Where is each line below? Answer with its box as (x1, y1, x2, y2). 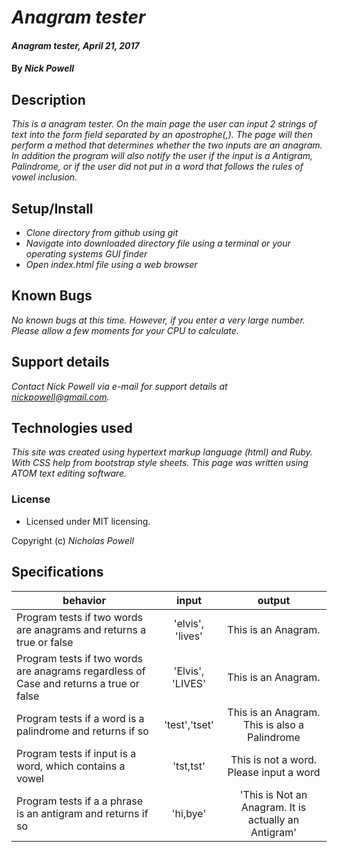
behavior (62, 593, 106, 607)
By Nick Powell (11, 62, 75, 75)
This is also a (242, 717, 305, 731)
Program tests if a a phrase (16, 794, 144, 808)
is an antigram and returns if (16, 806, 149, 820)
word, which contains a (16, 759, 126, 773)
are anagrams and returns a (16, 622, 147, 636)
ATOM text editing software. (11, 467, 128, 480)
